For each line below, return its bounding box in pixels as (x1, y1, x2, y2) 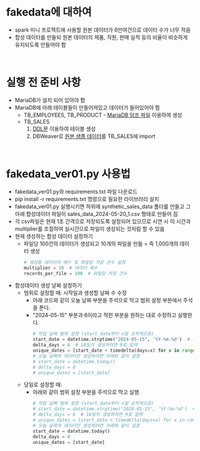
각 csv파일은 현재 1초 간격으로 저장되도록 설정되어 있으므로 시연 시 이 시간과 (14, 218, 191, 225)
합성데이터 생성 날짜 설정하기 (14, 282, 82, 289)
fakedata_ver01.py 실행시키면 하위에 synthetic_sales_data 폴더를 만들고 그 (14, 203, 191, 210)
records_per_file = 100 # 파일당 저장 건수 (23, 270, 127, 277)
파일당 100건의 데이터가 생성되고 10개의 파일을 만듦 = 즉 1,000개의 (23, 240, 179, 247)
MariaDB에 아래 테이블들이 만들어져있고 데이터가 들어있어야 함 (14, 104, 160, 111)
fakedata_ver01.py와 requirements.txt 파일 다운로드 (14, 188, 138, 195)
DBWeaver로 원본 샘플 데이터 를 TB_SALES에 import (32, 132, 156, 140)
